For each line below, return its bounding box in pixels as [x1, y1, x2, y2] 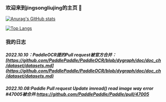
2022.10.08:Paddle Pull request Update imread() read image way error [5, 85, 154, 92]
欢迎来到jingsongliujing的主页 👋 [5, 4, 82, 11]
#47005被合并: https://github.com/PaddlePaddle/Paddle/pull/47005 [5, 91, 150, 97]
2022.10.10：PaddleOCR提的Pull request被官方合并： [5, 52, 117, 58]
